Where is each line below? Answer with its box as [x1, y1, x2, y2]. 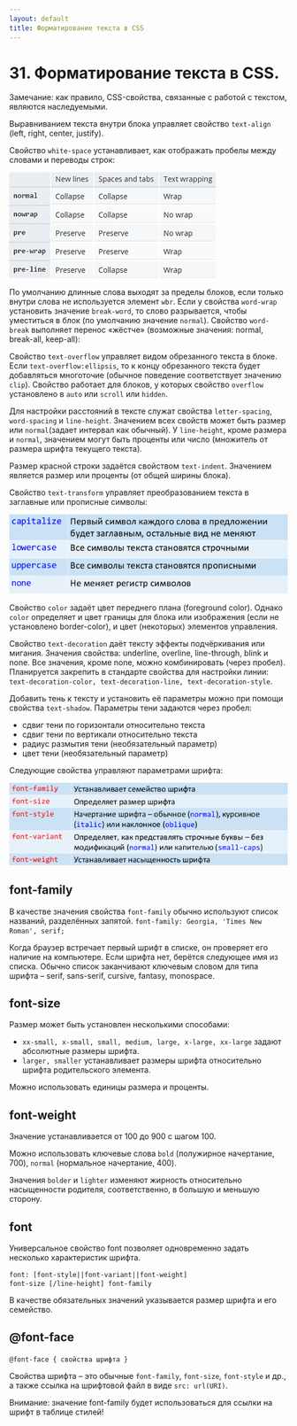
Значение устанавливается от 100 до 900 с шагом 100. [9, 1131, 217, 1142]
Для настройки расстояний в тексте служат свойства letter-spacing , [9, 406, 272, 416]
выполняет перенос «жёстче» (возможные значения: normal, [30, 324, 263, 336]
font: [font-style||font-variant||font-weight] [9, 1271, 188, 1280]
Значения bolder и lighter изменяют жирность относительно [9, 1174, 243, 1186]
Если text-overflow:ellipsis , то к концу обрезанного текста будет [9, 360, 261, 371]
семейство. [9, 1305, 53, 1315]
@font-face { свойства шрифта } [9, 1355, 128, 1364]
